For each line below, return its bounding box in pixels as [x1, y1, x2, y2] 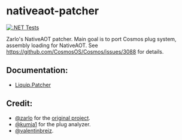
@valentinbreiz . [14, 127, 54, 134]
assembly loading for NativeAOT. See [6, 42, 98, 49]
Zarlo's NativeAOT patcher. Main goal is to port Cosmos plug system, [6, 35, 177, 42]
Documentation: [6, 66, 68, 76]
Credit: [6, 98, 33, 108]
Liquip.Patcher [14, 81, 51, 88]
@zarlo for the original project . [14, 114, 91, 122]
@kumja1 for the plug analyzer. [14, 120, 91, 127]
